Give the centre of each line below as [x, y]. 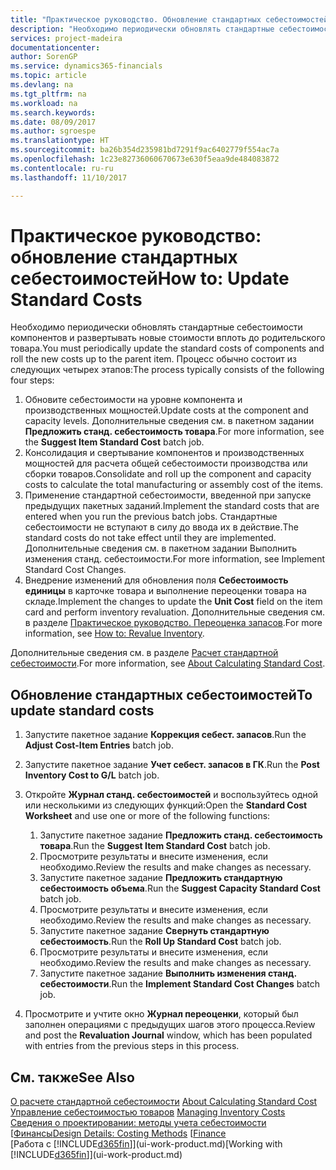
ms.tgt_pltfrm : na [48, 94]
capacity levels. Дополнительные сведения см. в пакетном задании [169, 421]
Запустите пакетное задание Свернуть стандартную [154, 931]
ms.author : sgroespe [53, 131]
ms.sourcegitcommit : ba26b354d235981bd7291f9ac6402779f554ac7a [145, 150]
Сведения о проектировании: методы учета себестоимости [138, 1123]
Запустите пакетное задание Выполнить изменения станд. [168, 973]
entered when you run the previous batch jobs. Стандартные [151, 517]
